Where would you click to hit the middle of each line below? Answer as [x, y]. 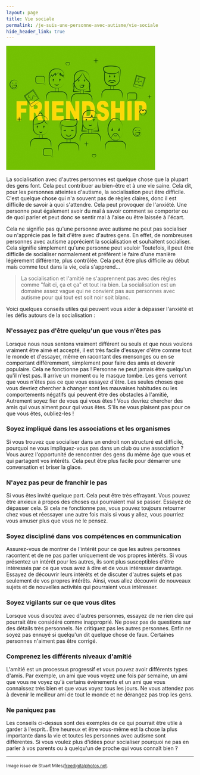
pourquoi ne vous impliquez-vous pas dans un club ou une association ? [95, 448]
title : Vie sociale [30, 19]
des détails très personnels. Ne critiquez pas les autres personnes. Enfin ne [99, 628]
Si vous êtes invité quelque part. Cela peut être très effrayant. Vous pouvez [98, 496]
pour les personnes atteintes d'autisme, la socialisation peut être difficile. [96, 192]
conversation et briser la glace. [44, 467]
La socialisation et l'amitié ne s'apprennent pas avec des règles [99, 278]
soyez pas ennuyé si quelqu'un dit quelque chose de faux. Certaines [90, 634]
